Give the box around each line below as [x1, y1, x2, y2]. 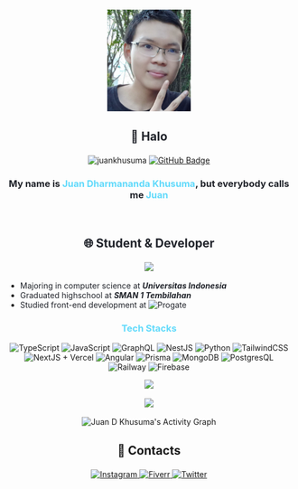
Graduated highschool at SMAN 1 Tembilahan [19, 290, 191, 301]
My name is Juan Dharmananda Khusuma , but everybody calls [8, 177, 290, 190]
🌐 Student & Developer [83, 236, 215, 251]
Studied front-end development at [19, 299, 147, 311]
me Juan [129, 189, 169, 202]
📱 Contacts [117, 443, 181, 458]
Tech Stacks [121, 322, 177, 334]
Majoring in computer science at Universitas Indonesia [19, 280, 228, 291]
